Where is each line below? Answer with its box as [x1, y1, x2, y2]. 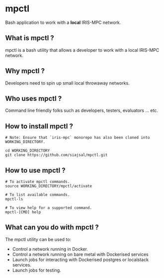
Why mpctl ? [5, 67, 45, 75]
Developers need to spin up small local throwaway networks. [5, 80, 130, 86]
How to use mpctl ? [5, 166, 66, 175]
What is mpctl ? [5, 34, 55, 42]
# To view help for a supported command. [5, 205, 92, 210]
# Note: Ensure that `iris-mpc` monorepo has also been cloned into [5, 135, 150, 140]
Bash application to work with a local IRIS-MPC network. [5, 19, 121, 25]
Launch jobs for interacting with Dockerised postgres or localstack [12, 257, 149, 263]
